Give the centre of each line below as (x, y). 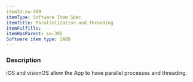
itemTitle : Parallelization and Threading (60, 23)
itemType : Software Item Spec (44, 17)
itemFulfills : (24, 28)
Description (24, 60)
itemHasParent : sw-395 (34, 34)
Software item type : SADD (38, 39)
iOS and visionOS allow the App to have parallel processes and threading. (97, 73)
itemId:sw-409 (24, 12)
